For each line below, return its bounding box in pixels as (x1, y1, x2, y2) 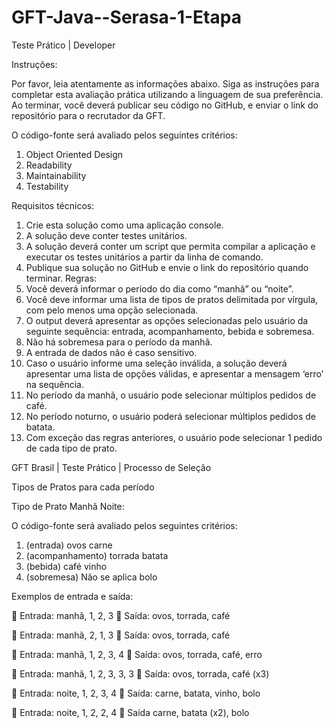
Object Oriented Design (25, 148, 124, 160)
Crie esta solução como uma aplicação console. (25, 219, 224, 231)
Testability (25, 180, 69, 192)
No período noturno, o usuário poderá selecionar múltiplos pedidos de (25, 410, 316, 422)
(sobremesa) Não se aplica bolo (25, 571, 158, 583)
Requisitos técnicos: (11, 199, 95, 211)
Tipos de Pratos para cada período (11, 481, 155, 493)
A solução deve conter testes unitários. (25, 229, 188, 241)
